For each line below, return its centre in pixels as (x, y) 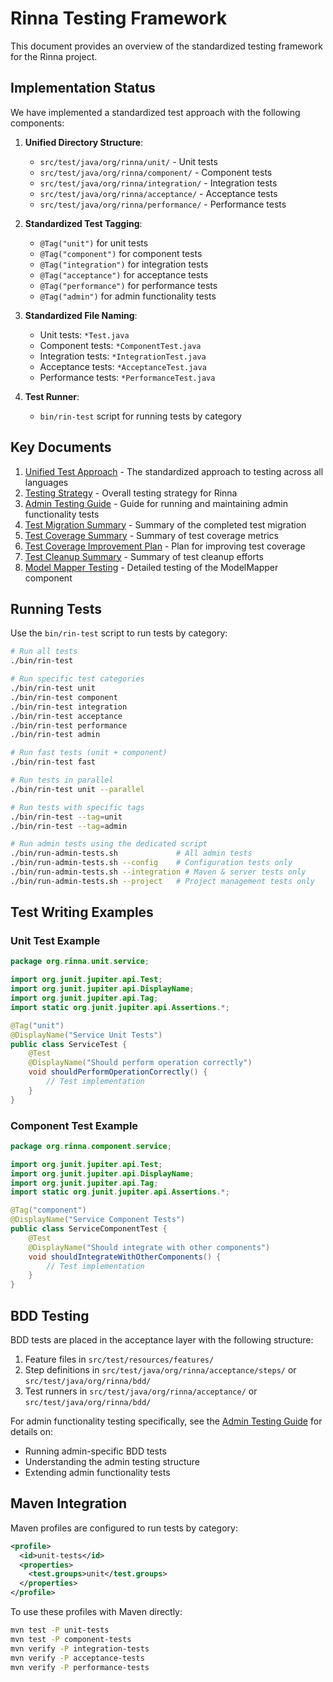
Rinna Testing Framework (118, 18)
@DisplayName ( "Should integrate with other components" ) (149, 1247)
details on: (32, 1432)
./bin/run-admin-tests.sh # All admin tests (131, 853)
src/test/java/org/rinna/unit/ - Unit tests (128, 161)
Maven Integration (69, 1503)
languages (46, 482)
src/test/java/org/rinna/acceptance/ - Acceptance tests (158, 193)
